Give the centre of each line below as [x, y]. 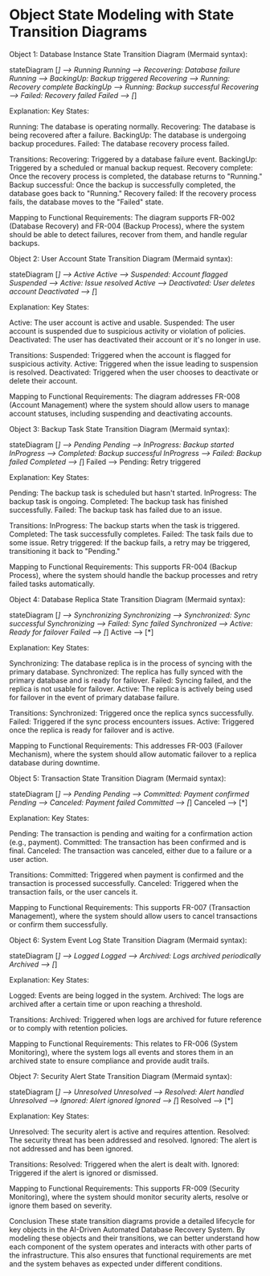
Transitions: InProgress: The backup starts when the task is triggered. [125, 525]
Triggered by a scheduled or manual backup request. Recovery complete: [131, 167]
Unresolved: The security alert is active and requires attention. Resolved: [129, 1131]
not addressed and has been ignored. [71, 1148]
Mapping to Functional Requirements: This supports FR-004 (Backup [123, 566]
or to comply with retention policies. [68, 1028]
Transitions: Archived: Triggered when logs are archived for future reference [135, 1020]
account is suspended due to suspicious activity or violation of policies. [127, 330]
